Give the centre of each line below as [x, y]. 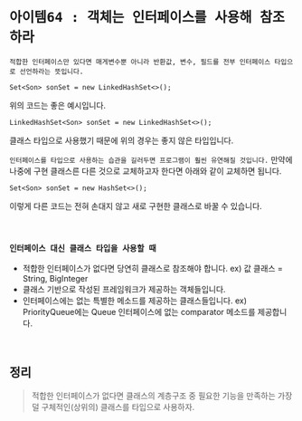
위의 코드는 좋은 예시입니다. [58, 105]
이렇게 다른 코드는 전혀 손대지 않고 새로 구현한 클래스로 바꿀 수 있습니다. [136, 206]
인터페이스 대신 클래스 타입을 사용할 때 [83, 248]
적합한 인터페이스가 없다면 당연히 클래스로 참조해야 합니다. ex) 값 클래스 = [152, 269]
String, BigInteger [55, 279]
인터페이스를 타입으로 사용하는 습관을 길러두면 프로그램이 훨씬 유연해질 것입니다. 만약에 [151, 159]
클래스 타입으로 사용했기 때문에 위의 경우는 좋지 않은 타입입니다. [122, 140]
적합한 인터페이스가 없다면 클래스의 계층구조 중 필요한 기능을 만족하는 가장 [162, 396]
